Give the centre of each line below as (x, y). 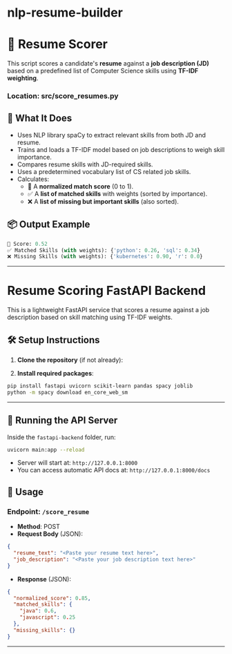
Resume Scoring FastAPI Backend (106, 291)
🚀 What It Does (40, 118)
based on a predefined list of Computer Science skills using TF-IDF (103, 71)
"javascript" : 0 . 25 (48, 617)
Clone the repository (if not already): (70, 360)
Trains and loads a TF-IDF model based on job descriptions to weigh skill (121, 149)
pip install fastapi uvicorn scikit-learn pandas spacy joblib (100, 386)
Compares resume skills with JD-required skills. (85, 164)
